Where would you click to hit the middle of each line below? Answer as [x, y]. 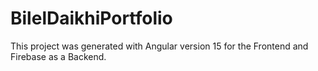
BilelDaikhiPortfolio [91, 18]
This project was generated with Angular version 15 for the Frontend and [159, 46]
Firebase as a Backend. [58, 56]
